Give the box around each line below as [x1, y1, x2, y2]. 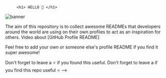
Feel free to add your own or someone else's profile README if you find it [5, 44, 158, 50]
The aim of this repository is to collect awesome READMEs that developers [5, 23, 160, 29]
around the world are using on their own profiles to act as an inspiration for [5, 29, 161, 35]
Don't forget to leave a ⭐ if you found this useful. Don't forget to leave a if [5, 60, 158, 65]
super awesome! [5, 50, 40, 55]
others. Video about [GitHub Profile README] [5, 34, 100, 40]
